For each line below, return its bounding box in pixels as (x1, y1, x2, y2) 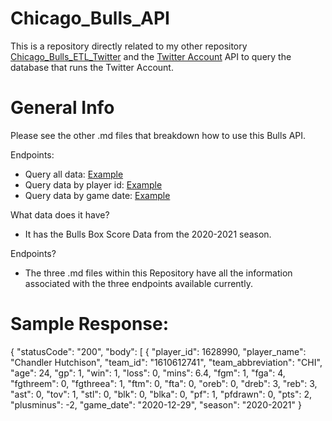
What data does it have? (10, 208, 110, 221)
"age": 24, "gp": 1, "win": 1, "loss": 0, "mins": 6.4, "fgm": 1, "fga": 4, (10, 367, 286, 379)
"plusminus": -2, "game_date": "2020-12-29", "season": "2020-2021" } (10, 398, 302, 411)
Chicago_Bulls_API (10, 7, 170, 30)
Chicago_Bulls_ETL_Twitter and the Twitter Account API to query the (10, 50, 292, 62)
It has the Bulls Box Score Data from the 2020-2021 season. (24, 228, 272, 240)
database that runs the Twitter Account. (10, 61, 174, 73)
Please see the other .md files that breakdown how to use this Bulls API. (10, 129, 307, 141)
